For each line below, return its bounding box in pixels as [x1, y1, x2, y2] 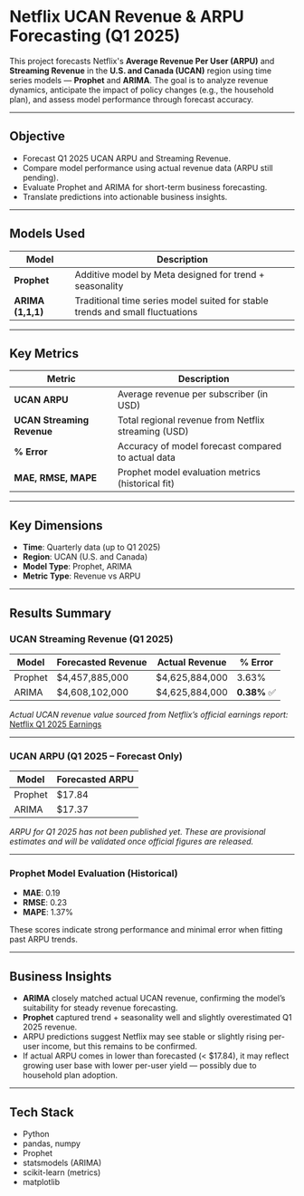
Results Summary [9, 605, 112, 621]
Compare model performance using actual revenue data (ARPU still [22, 162, 273, 173]
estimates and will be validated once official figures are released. [9, 836, 254, 847]
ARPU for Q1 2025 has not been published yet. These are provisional [9, 827, 266, 837]
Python [22, 1129, 50, 1140]
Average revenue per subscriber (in [117, 388, 269, 400]
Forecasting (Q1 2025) [9, 25, 181, 46]
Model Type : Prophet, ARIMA [22, 561, 133, 572]
